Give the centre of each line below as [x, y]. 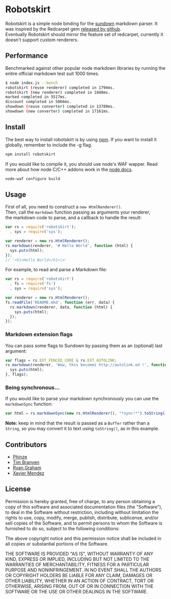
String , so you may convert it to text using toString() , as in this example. [82, 429]
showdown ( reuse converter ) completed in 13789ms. [60, 107]
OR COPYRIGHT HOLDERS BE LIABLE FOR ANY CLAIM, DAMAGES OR [79, 575]
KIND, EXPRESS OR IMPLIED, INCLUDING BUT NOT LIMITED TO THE [77, 559]
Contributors [26, 445]
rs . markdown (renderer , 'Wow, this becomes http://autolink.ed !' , [77, 365]
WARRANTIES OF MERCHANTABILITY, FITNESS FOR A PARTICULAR [77, 564]
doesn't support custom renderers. [42, 40]
